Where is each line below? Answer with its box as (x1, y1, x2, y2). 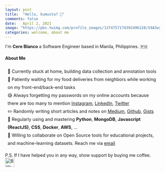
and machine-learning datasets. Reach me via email (7, 140, 115, 146)
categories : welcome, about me (5, 30, 69, 35)
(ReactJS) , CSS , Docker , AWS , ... (7, 124, 78, 130)
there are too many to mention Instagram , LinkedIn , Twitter (7, 100, 130, 106)
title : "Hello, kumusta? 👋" (5, 12, 65, 17)
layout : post (5, 7, 32, 12)
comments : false (5, 16, 38, 21)
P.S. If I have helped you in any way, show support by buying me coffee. (5, 152, 151, 158)
